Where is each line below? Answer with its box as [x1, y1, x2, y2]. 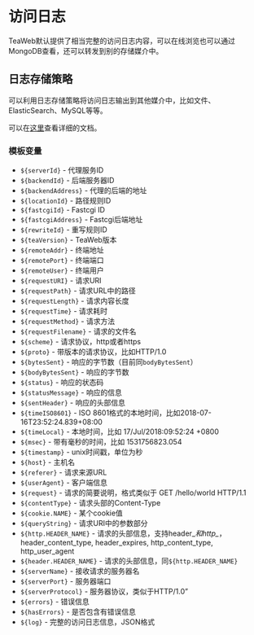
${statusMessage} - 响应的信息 [20, 388, 122, 397]
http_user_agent [20, 546, 75, 556]
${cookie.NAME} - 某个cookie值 [20, 508, 124, 518]
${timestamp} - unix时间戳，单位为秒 [20, 447, 143, 457]
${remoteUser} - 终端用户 [20, 265, 104, 275]
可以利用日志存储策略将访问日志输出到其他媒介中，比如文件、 [8, 95, 216, 105]
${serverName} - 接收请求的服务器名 [20, 567, 140, 576]
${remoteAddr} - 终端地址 [20, 245, 104, 255]
